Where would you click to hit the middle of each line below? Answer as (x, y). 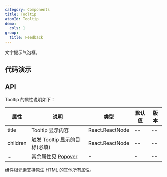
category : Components (28, 10)
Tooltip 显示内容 (50, 130)
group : (12, 33)
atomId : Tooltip (22, 19)
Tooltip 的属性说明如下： (30, 100)
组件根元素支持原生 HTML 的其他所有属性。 (50, 170)
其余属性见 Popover (54, 157)
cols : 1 (18, 28)
